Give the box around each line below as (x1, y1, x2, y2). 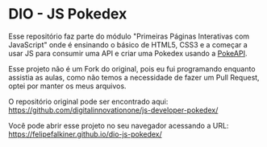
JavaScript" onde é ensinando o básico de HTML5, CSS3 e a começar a (8, 39, 248, 49)
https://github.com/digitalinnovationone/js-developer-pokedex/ (8, 105, 219, 115)
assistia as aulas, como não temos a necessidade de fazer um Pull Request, (8, 72, 260, 82)
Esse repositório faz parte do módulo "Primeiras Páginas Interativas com (8, 31, 250, 41)
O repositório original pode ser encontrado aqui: (8, 96, 169, 106)
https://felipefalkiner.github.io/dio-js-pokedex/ (8, 129, 163, 139)
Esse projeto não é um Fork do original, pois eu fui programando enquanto (8, 63, 256, 73)
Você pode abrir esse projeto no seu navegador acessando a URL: (8, 120, 229, 130)
